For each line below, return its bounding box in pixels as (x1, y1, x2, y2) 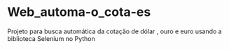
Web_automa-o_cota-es (7, 4, 151, 20)
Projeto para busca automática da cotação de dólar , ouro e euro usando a (7, 27, 222, 35)
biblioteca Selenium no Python (7, 34, 96, 42)
